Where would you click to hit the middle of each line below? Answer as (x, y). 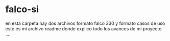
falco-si (22, 9)
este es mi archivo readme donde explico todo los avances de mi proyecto (83, 28)
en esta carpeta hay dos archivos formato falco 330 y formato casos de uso (85, 23)
